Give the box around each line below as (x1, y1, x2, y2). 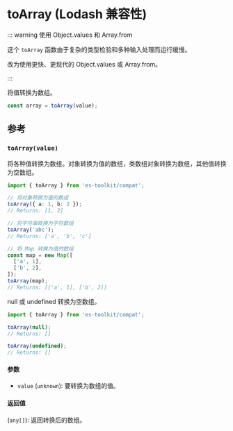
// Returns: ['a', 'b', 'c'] (7, 233, 92, 239)
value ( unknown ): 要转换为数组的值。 (17, 382, 120, 390)
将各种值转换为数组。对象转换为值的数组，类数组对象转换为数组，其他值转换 (7, 159, 227, 167)
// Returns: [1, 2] (7, 208, 64, 214)
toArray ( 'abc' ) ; (7, 226, 54, 233)
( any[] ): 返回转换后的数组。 (7, 416, 86, 424)
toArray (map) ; (7, 278, 49, 285)
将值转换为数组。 (7, 88, 56, 96)
